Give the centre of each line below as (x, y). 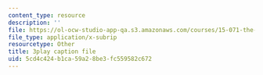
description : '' (34, 23)
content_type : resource (47, 15)
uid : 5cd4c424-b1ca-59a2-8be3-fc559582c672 (80, 59)
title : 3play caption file (52, 52)
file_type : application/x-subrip (63, 37)
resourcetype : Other (42, 45)
